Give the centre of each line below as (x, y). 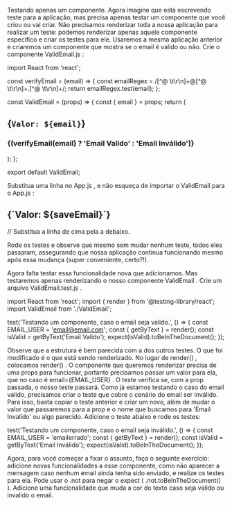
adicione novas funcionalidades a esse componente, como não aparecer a (114, 465)
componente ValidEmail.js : (46, 54)
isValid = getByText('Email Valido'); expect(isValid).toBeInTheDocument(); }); (116, 336)
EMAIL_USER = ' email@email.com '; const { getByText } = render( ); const (111, 329)
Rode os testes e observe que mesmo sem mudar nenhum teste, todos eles (115, 245)
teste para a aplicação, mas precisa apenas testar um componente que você (116, 17)
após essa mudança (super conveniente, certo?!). (78, 259)
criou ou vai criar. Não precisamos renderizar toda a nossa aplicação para (113, 25)
